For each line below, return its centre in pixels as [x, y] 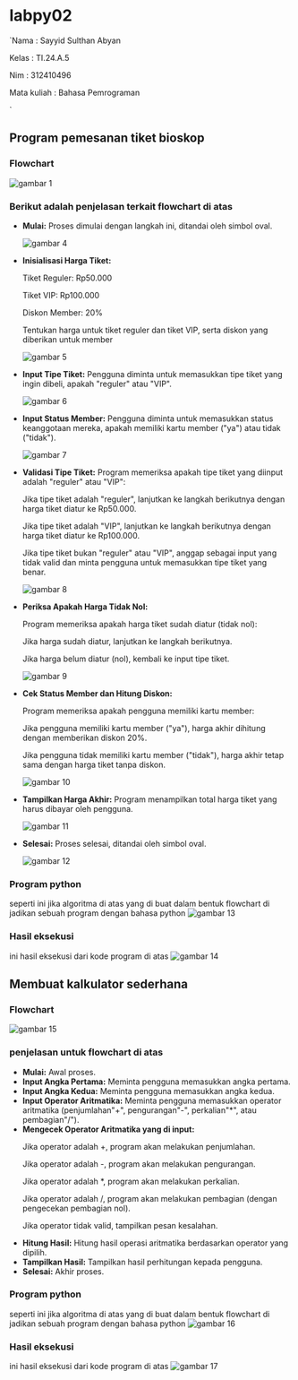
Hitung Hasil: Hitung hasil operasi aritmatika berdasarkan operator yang [155, 1243]
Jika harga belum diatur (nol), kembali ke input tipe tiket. [126, 659]
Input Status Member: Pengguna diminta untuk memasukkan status [148, 418]
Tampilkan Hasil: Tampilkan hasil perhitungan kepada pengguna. [142, 1262]
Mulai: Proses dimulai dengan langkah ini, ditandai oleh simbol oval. [147, 226]
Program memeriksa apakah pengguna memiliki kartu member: [138, 711]
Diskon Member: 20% [62, 312]
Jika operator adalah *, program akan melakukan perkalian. [131, 1181]
